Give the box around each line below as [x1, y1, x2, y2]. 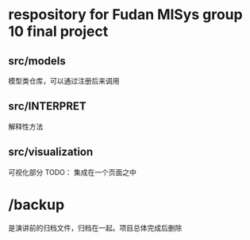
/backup [8, 195, 65, 214]
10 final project [8, 22, 109, 41]
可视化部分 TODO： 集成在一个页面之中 [8, 167, 137, 176]
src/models [8, 54, 66, 68]
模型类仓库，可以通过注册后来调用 [8, 76, 120, 85]
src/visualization [8, 145, 94, 159]
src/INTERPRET [8, 99, 87, 113]
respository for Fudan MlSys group [8, 6, 244, 24]
